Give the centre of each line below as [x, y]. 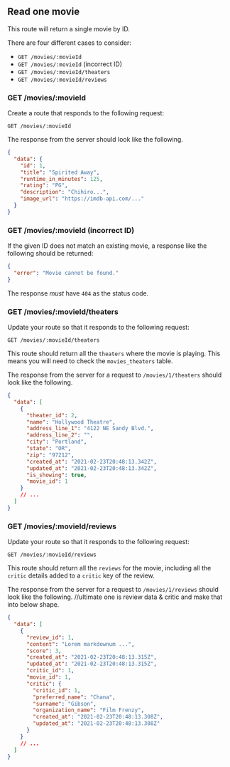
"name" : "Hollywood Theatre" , [71, 422]
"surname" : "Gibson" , [65, 704]
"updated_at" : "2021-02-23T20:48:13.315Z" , [92, 664]
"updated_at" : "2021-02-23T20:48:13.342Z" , [92, 468]
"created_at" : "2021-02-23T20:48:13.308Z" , [98, 717]
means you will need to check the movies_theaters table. [90, 361]
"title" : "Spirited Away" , [60, 172]
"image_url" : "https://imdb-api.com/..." [82, 199]
